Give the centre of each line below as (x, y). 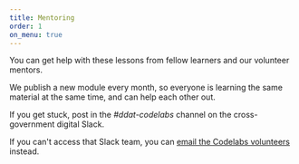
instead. (24, 151)
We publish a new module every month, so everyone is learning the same (146, 88)
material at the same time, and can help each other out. (112, 97)
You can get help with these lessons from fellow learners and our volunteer (149, 61)
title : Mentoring (42, 18)
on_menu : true (36, 34)
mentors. (26, 70)
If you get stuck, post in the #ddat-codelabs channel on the (121, 115)
